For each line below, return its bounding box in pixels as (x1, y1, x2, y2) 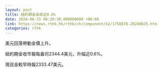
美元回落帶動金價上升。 (5, 40, 53, 46)
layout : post (5, 7, 32, 12)
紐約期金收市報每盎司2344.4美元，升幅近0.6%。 (5, 51, 106, 57)
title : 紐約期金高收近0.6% (5, 12, 56, 17)
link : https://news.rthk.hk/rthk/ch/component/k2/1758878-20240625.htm (5, 21, 157, 26)
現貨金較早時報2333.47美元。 (5, 61, 66, 67)
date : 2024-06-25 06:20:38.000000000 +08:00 (5, 16, 99, 21)
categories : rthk (5, 26, 41, 31)
